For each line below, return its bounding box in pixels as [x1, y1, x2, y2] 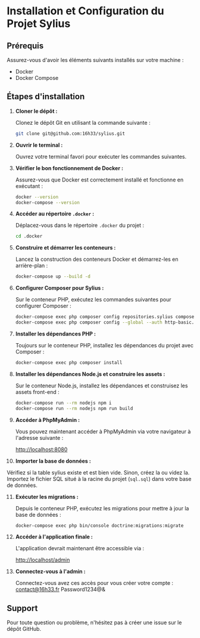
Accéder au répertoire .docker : [15, 210, 95, 217]
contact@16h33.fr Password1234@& [15, 586, 106, 593]
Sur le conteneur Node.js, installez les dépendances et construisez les [15, 382, 188, 389]
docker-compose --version [15, 199, 80, 205]
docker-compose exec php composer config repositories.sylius [15, 314, 173, 320]
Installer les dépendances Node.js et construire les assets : [15, 370, 165, 377]
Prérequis [7, 41, 44, 51]
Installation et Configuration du [7, 4, 164, 18]
